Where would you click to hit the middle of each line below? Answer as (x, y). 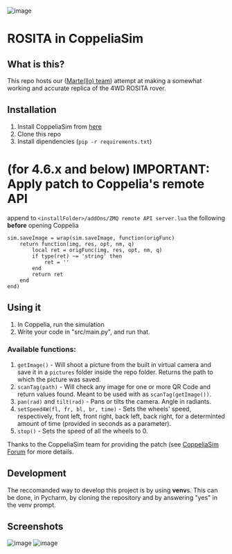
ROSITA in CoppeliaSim (75, 39)
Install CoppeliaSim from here (60, 126)
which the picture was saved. (59, 379)
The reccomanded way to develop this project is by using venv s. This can (113, 490)
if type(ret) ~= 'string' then (77, 256)
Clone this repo (39, 134)
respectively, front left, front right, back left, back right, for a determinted (121, 416)
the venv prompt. (32, 505)
